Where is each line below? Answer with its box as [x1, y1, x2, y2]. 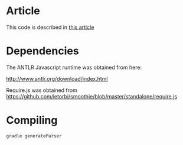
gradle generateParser [6, 133, 62, 139]
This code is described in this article [6, 24, 94, 31]
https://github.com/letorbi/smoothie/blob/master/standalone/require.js [6, 93, 177, 100]
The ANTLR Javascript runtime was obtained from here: [6, 64, 142, 71]
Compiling [6, 114, 58, 127]
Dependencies [6, 44, 79, 58]
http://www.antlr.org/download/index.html [6, 75, 108, 82]
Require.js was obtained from [6, 87, 78, 94]
